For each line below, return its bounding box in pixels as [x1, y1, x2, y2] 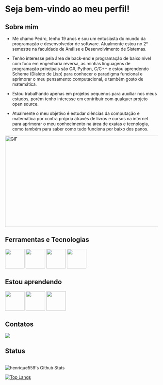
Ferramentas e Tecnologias [5, 236, 90, 244]
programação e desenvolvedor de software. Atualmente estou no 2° [12, 41, 148, 47]
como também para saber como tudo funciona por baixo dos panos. [12, 126, 149, 132]
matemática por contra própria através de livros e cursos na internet [12, 116, 149, 121]
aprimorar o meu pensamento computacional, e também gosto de [12, 76, 144, 82]
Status [5, 347, 26, 355]
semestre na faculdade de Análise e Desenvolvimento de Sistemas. [12, 46, 147, 52]
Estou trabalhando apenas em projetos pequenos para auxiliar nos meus [12, 91, 157, 96]
